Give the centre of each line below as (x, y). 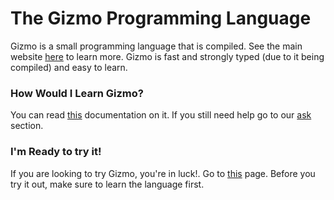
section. (27, 126)
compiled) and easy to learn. (69, 67)
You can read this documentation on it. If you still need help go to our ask (161, 115)
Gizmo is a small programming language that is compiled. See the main (156, 46)
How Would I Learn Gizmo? (77, 93)
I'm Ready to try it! (56, 152)
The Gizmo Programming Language (161, 18)
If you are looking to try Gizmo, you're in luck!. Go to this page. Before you (163, 173)
